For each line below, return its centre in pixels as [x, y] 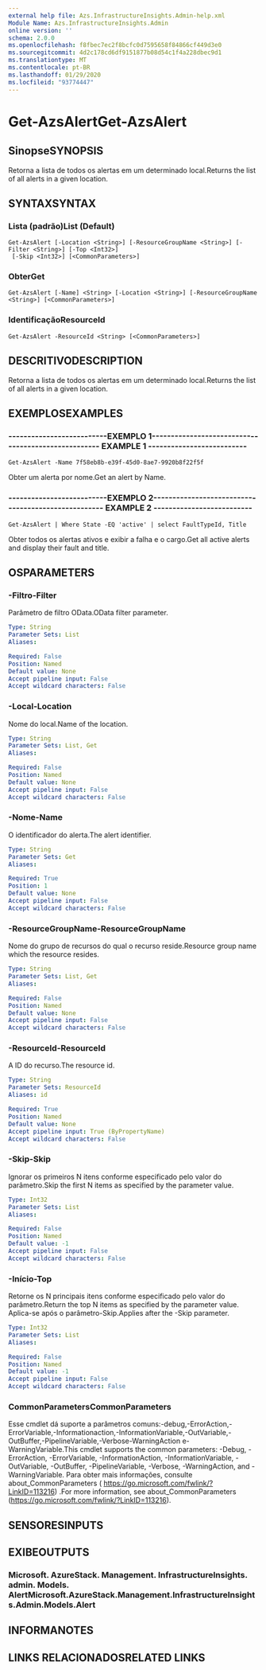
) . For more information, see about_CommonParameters [145, 1492]
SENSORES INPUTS [56, 1525]
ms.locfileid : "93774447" [51, 82]
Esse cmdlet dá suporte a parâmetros [69, 1424]
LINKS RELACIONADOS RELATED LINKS [107, 1658]
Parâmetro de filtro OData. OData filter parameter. [88, 613]
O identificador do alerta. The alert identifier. [80, 835]
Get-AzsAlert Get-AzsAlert [98, 121]
